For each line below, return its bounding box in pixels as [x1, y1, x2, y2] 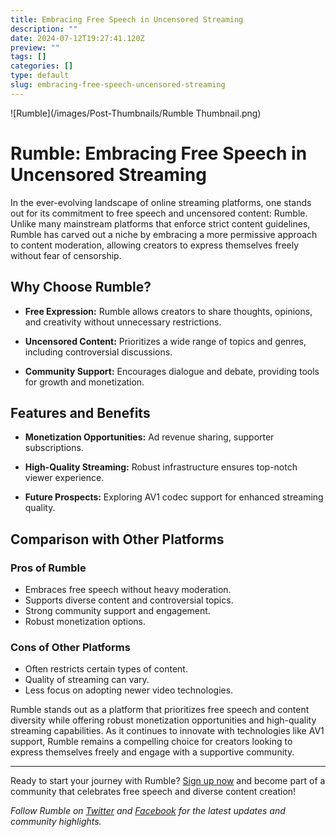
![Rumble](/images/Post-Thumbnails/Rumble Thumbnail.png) [10, 107, 262, 119]
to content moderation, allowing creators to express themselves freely [10, 239, 300, 251]
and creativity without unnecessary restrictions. [24, 316, 222, 328]
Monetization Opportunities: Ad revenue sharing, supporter [24, 431, 275, 443]
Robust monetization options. [24, 616, 147, 627]
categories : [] [10, 61, 74, 71]
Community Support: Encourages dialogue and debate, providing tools [24, 365, 320, 377]
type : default [10, 71, 70, 81]
